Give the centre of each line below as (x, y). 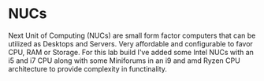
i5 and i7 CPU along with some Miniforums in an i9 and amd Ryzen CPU (124, 61)
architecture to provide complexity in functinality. (88, 68)
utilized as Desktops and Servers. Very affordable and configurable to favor (131, 43)
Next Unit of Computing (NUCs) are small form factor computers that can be (132, 35)
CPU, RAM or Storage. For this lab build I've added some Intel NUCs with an (131, 52)
